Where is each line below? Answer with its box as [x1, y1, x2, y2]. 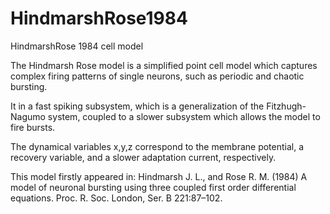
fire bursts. [10, 121, 56, 133]
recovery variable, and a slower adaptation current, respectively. [10, 151, 277, 163]
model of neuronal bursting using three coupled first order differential [10, 181, 297, 193]
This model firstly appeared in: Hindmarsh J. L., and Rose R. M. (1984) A [10, 170, 308, 182]
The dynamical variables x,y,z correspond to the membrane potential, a [10, 140, 305, 152]
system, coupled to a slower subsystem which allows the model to [47, 110, 321, 122]
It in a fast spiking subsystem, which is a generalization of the [10, 100, 265, 112]
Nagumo [10, 110, 46, 122]
